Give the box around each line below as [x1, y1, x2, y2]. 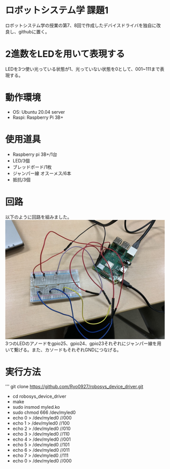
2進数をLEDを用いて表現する [5, 49, 125, 60]
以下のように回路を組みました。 [5, 214, 72, 220]
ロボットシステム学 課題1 [5, 5, 109, 16]
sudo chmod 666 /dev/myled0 [12, 409, 76, 415]
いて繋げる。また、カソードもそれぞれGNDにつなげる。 [5, 347, 121, 353]
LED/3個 [12, 157, 30, 163]
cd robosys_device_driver [12, 393, 67, 400]
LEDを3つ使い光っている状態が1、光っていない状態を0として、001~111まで [5, 66, 160, 72]
